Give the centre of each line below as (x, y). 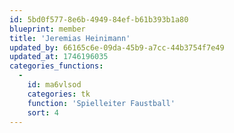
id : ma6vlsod (54, 85)
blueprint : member (47, 29)
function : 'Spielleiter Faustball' (101, 103)
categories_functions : (56, 66)
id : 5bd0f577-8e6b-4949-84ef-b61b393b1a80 (99, 19)
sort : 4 (43, 112)
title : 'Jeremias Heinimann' (70, 38)
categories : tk (59, 94)
